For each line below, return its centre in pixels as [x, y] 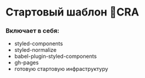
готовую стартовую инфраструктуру [61, 69]
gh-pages [26, 63]
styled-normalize [35, 50]
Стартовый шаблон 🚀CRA [72, 12]
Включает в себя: [33, 31]
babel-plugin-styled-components [55, 57]
